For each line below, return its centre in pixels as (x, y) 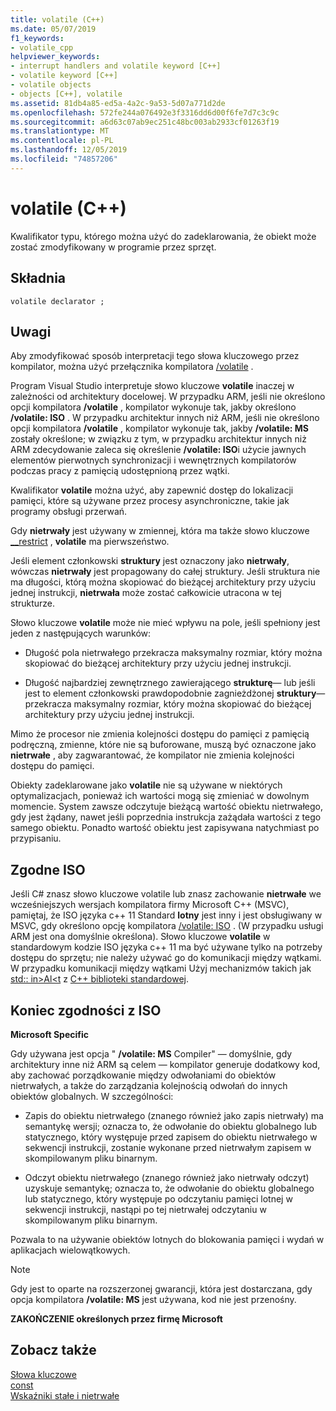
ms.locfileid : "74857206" (64, 159)
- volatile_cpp (42, 47)
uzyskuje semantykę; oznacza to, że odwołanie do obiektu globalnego (169, 1188)
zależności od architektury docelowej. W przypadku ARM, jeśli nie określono (168, 397)
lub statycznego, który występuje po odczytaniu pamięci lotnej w (158, 1198)
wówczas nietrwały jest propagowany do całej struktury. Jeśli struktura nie (165, 572)
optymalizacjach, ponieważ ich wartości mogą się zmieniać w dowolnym (160, 796)
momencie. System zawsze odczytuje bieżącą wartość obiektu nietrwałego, (166, 807)
